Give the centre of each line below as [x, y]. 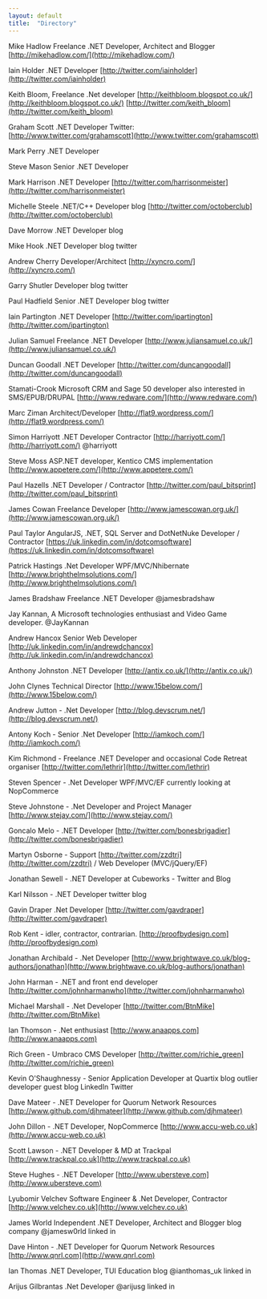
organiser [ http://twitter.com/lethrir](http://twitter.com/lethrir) [109, 766]
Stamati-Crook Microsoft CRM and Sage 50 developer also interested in [127, 388]
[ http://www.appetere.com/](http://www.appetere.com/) [101, 469]
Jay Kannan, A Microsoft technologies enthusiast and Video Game [117, 614]
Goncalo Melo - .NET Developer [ [63, 830]
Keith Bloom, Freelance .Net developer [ [74, 94]
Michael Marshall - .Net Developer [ [67, 1006]
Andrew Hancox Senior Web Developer [73, 638]
